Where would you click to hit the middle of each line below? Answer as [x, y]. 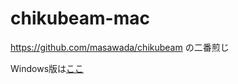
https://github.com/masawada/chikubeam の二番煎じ [120, 47]
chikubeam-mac [80, 18]
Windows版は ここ [47, 68]
